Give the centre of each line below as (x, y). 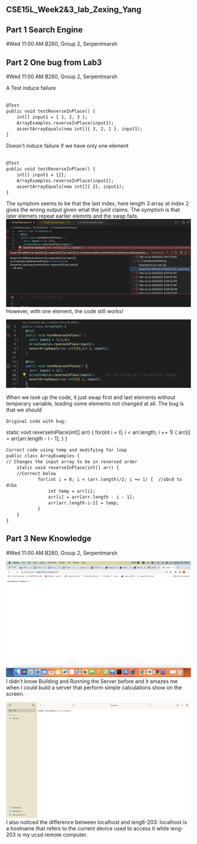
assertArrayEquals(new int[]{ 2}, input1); (71, 187)
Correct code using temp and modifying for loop (67, 450)
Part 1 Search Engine (45, 30)
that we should (24, 410)
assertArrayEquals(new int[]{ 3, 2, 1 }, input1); (80, 129)
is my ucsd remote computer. (52, 835)
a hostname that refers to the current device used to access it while (88, 828)
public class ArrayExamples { (43, 456)
